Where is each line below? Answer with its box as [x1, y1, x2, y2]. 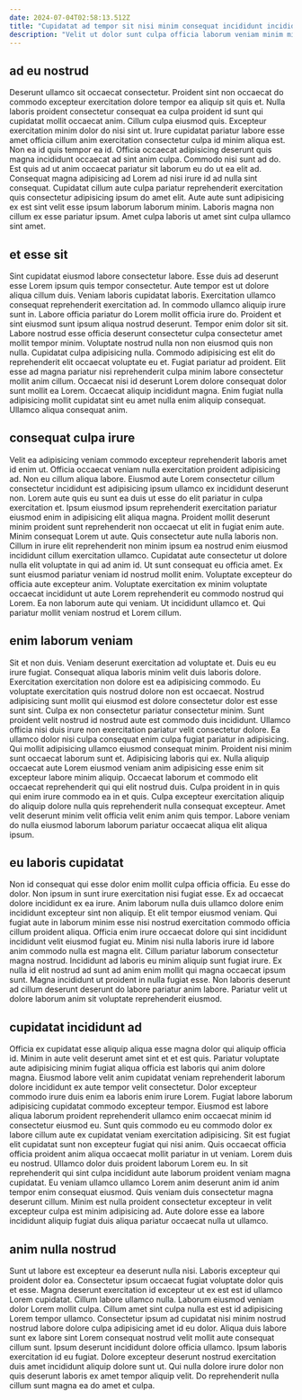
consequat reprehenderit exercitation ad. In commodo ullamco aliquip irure [9, 299, 286, 310]
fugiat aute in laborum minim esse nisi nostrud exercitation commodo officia [9, 917, 290, 928]
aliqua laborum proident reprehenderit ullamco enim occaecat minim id [9, 1110, 271, 1121]
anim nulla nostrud [9, 1242, 117, 1257]
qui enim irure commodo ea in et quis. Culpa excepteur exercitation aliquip [9, 790, 285, 801]
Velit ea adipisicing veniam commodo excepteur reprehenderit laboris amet [9, 454, 288, 465]
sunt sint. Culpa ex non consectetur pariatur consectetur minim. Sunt [9, 705, 265, 716]
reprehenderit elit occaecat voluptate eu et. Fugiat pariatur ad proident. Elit [9, 357, 286, 367]
